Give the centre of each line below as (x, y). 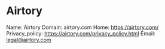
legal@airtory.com (29, 40)
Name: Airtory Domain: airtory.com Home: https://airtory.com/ (82, 27)
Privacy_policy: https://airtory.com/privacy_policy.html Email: (81, 33)
